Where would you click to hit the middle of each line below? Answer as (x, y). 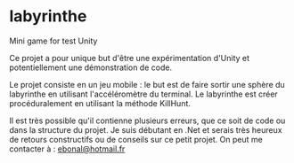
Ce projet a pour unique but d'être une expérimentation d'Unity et (130, 58)
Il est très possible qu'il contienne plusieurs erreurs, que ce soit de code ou (147, 120)
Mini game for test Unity (53, 41)
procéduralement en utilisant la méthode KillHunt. (100, 103)
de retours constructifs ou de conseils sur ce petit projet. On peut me (136, 139)
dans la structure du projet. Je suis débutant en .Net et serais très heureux (146, 129)
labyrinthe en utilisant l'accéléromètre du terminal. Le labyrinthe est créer (143, 94)
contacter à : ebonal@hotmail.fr (67, 149)
